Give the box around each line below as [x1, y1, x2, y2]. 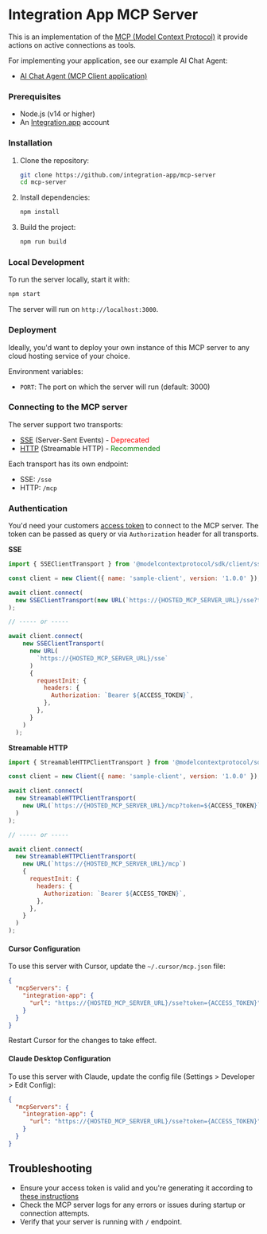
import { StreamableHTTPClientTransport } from [8, 758, 169, 766]
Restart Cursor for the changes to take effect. [8, 1036, 157, 1045]
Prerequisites [8, 91, 61, 102]
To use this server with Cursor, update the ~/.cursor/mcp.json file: [8, 961, 226, 971]
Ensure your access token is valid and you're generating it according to [19, 1183, 253, 1193]
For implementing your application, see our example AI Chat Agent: [8, 56, 228, 65]
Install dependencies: [19, 193, 91, 202]
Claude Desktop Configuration [8, 1054, 111, 1064]
